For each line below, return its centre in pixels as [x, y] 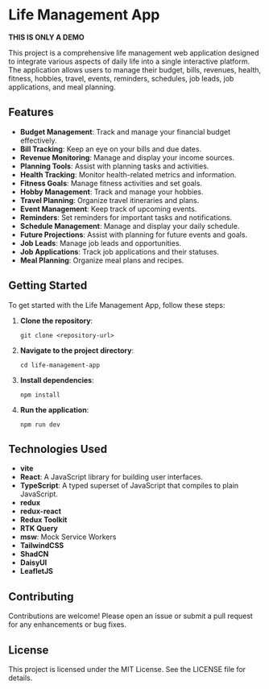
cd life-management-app [60, 365]
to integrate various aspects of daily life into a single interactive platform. [129, 61]
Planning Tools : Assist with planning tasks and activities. [114, 166]
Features [31, 112]
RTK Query [39, 529]
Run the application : [54, 409]
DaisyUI [33, 562]
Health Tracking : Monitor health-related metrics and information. [128, 174]
